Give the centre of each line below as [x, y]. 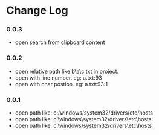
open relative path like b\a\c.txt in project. [67, 71]
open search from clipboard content [60, 42]
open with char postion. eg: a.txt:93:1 [61, 84]
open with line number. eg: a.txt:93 [58, 77]
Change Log [37, 11]
